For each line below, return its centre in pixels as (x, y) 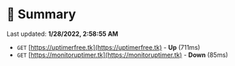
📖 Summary (41, 14)
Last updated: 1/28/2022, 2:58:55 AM (62, 34)
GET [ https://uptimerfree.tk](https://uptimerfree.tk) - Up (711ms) (108, 47)
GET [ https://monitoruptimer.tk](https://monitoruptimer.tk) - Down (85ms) (122, 55)
